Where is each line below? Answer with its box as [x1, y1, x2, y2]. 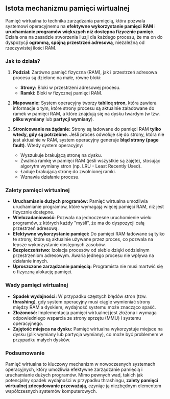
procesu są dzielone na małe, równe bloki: [12, 75, 102, 81]
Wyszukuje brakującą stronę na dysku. [20, 152, 102, 158]
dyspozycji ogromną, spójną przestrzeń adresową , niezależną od [5, 39, 145, 45]
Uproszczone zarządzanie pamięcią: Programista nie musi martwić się [12, 263, 163, 270]
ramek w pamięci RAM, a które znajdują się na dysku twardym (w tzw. [12, 111, 160, 117]
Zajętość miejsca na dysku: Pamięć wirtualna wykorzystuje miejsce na [12, 325, 163, 332]
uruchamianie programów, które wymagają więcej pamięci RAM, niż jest [12, 204, 164, 210]
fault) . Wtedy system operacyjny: [12, 143, 83, 149]
